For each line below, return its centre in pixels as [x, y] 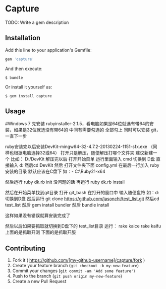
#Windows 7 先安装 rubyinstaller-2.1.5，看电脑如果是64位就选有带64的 [77, 124]
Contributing [25, 248]
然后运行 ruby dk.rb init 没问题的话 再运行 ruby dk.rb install [65, 182]
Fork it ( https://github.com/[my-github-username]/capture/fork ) [79, 260]
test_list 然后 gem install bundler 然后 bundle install [57, 205]
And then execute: [24, 69]
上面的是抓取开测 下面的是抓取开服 [40, 232]
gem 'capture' [20, 59]
